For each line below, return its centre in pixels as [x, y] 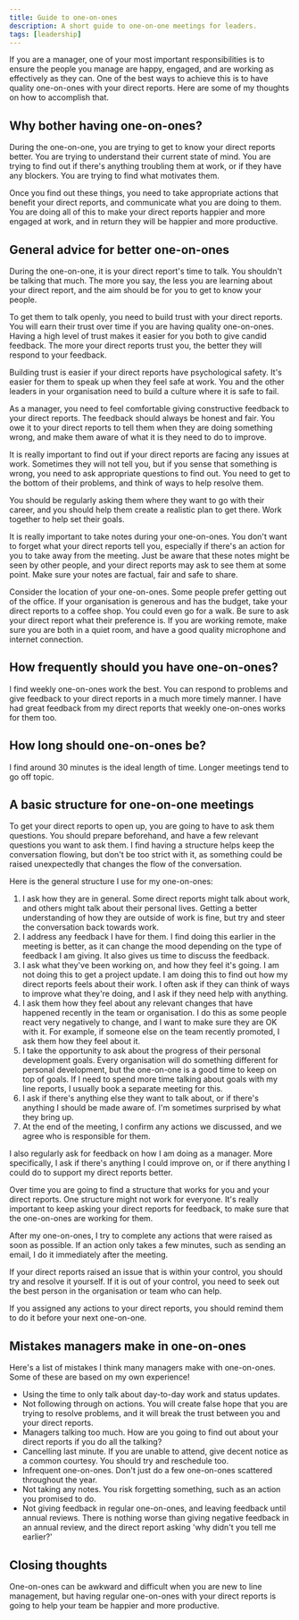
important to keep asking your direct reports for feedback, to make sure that [149, 1209]
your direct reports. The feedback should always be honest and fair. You [142, 418]
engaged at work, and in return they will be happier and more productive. [144, 222]
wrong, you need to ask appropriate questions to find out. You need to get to [150, 473]
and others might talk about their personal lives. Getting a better [140, 908]
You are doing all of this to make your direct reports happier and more [137, 212]
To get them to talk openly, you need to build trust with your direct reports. [146, 317]
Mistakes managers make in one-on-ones [128, 1346]
